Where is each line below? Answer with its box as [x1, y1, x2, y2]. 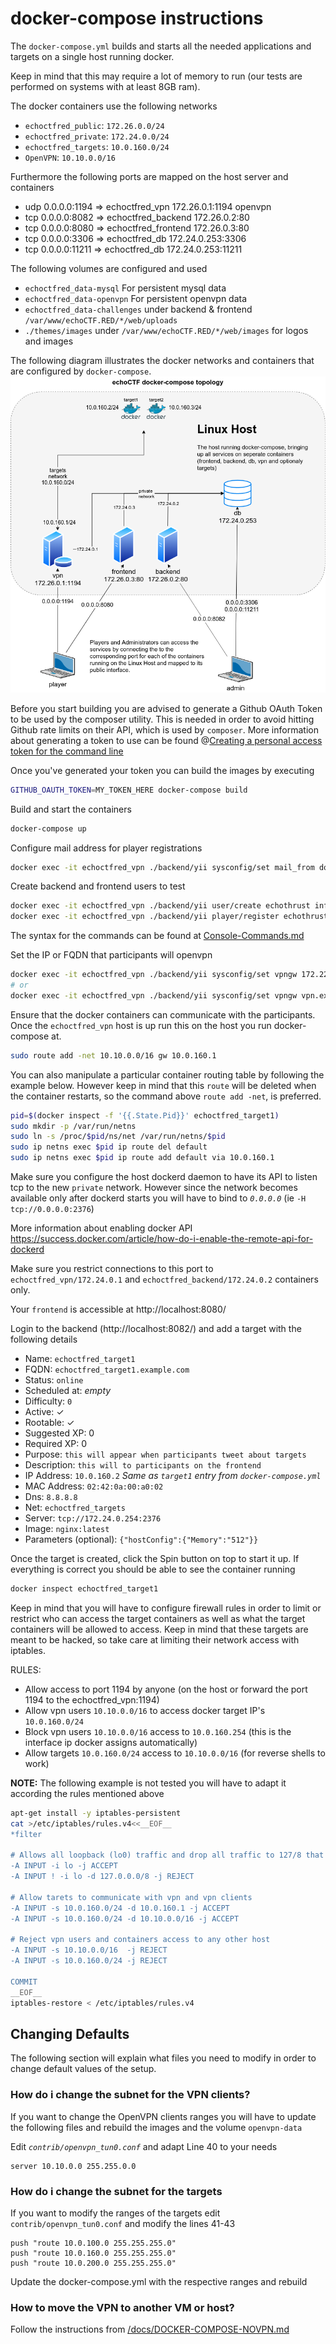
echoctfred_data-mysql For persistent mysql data [24, 282, 227, 294]
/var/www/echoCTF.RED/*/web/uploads [24, 315, 178, 326]
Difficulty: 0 [24, 1395, 73, 1407]
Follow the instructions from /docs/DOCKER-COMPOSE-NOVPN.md [10, 2323, 290, 2336]
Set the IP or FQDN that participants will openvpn [10, 949, 213, 961]
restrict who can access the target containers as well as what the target [10, 1612, 306, 1624]
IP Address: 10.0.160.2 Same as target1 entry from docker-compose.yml [24, 1470, 322, 1482]
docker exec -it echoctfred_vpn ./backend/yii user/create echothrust [10, 901, 311, 911]
